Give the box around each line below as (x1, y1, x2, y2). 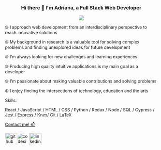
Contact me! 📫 (5, 122, 35, 127)
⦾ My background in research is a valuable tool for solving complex (5, 39, 140, 45)
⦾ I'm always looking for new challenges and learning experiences (5, 54, 138, 60)
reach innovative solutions (5, 30, 58, 36)
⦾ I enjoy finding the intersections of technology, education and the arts (5, 88, 148, 94)
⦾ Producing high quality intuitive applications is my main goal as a (5, 64, 139, 69)
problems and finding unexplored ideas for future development (5, 44, 131, 50)
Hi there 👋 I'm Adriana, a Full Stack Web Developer (21, 4, 142, 11)
